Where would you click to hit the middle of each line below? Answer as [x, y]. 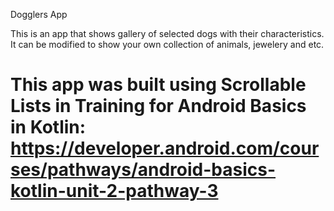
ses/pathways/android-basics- [143, 170]
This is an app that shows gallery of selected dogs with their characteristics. [167, 33]
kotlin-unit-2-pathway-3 [114, 191]
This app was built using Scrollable [158, 85]
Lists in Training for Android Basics [158, 106]
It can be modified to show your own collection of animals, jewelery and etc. [167, 44]
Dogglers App [39, 14]
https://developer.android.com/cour [165, 148]
